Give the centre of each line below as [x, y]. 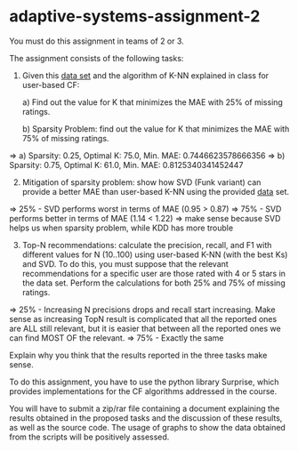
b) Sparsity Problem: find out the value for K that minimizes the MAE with [156, 129]
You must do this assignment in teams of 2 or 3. [97, 41]
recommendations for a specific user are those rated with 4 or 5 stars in [154, 273]
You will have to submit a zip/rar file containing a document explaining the [145, 408]
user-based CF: [51, 85]
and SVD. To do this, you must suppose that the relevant [125, 263]
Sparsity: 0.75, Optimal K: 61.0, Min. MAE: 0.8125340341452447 [126, 165]
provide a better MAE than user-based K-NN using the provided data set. [156, 191]
